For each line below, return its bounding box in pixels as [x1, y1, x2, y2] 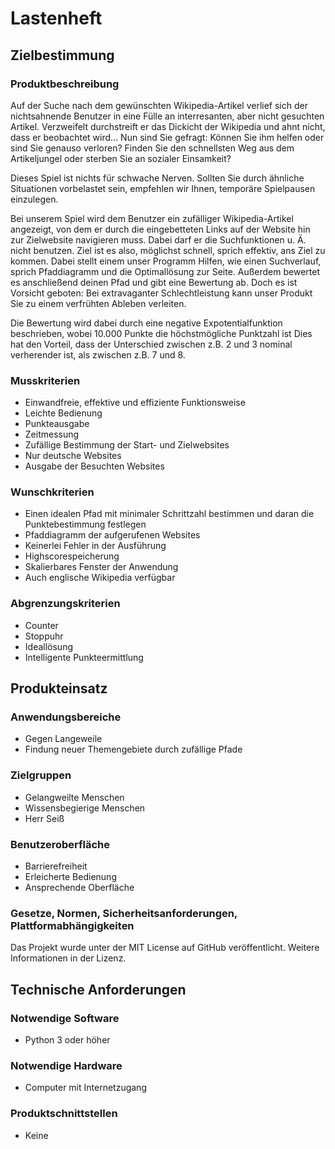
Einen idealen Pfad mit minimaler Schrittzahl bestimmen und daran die [24, 508, 315, 520]
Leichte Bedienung [24, 407, 103, 419]
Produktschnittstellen [10, 1107, 118, 1121]
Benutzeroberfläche [10, 837, 111, 851]
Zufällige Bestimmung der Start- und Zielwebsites [24, 439, 230, 451]
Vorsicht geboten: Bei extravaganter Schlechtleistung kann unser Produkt [10, 287, 313, 299]
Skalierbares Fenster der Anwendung [24, 561, 179, 573]
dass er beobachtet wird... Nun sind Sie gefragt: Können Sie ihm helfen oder [10, 131, 325, 143]
